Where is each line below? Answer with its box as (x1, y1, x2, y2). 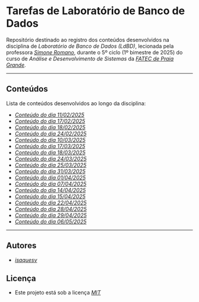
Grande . (6, 61, 27, 69)
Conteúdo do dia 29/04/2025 (14, 212, 87, 219)
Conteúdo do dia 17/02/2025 (14, 117, 86, 125)
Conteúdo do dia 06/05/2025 (14, 217, 87, 225)
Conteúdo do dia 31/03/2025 (14, 167, 86, 175)
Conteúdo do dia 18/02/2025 (14, 124, 86, 131)
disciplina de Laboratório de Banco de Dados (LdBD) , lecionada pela (6, 43, 174, 50)
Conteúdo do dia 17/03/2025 (14, 142, 86, 150)
